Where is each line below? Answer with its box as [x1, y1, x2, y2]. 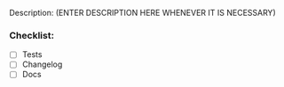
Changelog [21, 59, 63, 69]
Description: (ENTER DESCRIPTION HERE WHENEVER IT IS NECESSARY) [9, 8, 277, 18]
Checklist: [9, 29, 55, 41]
